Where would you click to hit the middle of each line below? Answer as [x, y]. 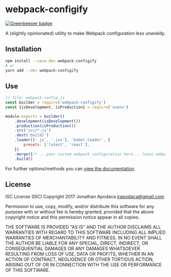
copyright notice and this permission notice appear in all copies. [73, 217]
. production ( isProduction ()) [45, 126]
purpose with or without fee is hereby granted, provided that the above [80, 212]
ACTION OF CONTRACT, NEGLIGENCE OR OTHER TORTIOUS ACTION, [80, 259]
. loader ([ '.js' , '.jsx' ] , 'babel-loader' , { [62, 140]
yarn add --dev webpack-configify [42, 70]
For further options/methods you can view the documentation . [70, 168]
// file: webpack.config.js [35, 98]
